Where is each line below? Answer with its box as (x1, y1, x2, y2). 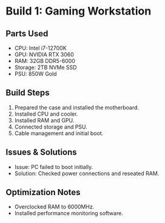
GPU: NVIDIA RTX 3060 (14, 51, 74, 58)
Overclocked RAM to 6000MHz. (14, 203, 95, 210)
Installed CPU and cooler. (14, 110, 78, 118)
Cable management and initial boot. (14, 129, 104, 137)
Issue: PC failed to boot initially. (14, 163, 93, 170)
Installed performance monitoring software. (14, 210, 124, 217)
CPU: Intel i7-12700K (14, 44, 67, 52)
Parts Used (5, 28, 49, 39)
